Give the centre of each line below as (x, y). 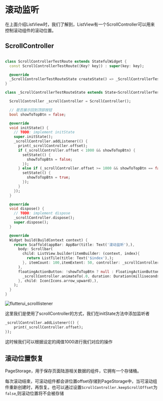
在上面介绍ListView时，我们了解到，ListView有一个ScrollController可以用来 (80, 24)
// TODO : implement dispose (42, 213)
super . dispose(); (31, 222)
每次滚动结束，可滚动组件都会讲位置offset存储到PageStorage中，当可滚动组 (81, 381)
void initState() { (29, 128)
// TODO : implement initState (44, 132)
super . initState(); (33, 137)
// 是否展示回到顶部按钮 (31, 110)
